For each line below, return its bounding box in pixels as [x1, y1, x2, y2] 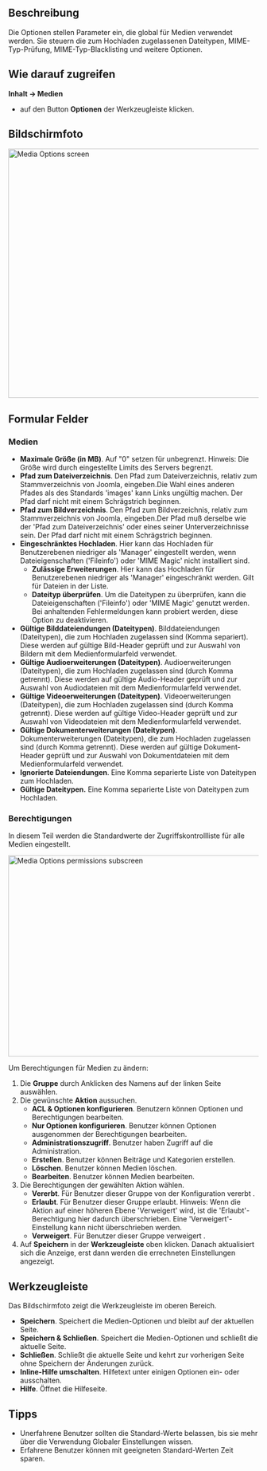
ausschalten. [19, 1375, 62, 1386]
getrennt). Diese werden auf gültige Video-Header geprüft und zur [19, 709, 238, 718]
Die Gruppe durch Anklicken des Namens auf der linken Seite [19, 1079, 222, 1088]
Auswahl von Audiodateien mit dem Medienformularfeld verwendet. [19, 683, 242, 693]
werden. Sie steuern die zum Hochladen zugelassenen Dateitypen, [8, 36, 226, 45]
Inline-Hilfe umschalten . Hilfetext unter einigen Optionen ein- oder [19, 1367, 240, 1377]
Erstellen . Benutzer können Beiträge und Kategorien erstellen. [31, 1155, 236, 1165]
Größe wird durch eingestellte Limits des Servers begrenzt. [19, 462, 213, 473]
